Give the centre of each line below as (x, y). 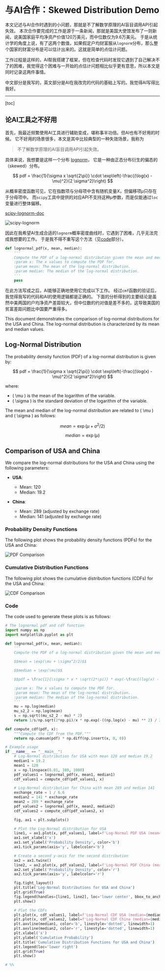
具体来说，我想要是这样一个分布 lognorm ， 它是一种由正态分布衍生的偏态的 (82, 159)
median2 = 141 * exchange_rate (46, 797)
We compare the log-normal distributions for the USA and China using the (80, 463)
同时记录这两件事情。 (27, 72)
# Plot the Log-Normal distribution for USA (60, 829)
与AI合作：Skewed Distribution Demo (82, 10)
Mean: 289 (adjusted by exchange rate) (59, 511)
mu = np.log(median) (35, 707)
